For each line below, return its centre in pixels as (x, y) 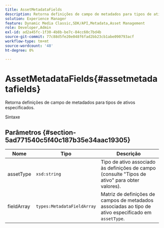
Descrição (129, 154)
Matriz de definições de (128, 194)
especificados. (20, 108)
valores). (111, 187)
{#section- (60, 132)
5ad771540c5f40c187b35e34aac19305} (68, 140)
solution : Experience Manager (36, 19)
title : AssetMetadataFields (34, 9)
